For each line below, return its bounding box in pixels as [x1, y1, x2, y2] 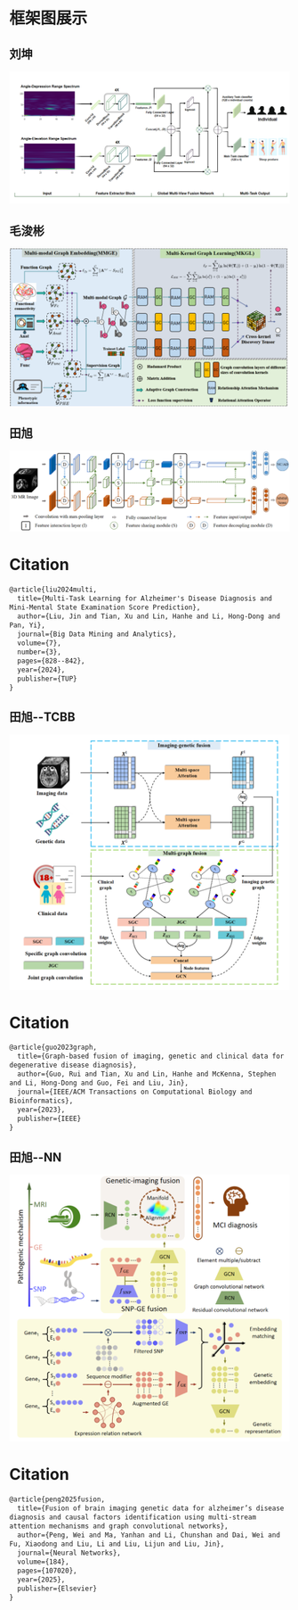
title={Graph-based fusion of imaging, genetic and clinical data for [17, 1052, 285, 1061]
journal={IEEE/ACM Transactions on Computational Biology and [17, 1087, 253, 1097]
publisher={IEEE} [17, 1114, 82, 1124]
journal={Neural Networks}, [17, 1548, 122, 1557]
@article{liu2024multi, [9, 585, 98, 594]
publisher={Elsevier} [17, 1584, 98, 1593]
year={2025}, [17, 1575, 66, 1584]
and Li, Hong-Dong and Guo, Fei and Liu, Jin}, [9, 1078, 189, 1088]
